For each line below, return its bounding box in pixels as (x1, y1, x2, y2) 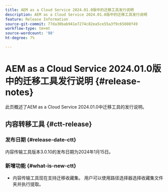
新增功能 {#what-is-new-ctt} (5, 162, 77, 169)
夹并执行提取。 (12, 181, 44, 187)
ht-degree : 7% (5, 36, 35, 41)
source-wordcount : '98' (5, 31, 55, 36)
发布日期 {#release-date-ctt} (5, 136, 77, 143)
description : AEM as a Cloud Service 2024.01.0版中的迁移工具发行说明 (5, 12, 147, 17)
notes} (5, 86, 34, 98)
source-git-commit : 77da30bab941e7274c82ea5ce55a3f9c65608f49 (5, 21, 138, 27)
